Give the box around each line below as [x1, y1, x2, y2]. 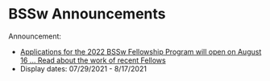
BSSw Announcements [8, 5, 166, 23]
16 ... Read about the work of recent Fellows [19, 55, 167, 65]
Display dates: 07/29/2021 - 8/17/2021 [19, 63, 147, 73]
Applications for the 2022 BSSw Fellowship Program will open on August [19, 47, 262, 56]
